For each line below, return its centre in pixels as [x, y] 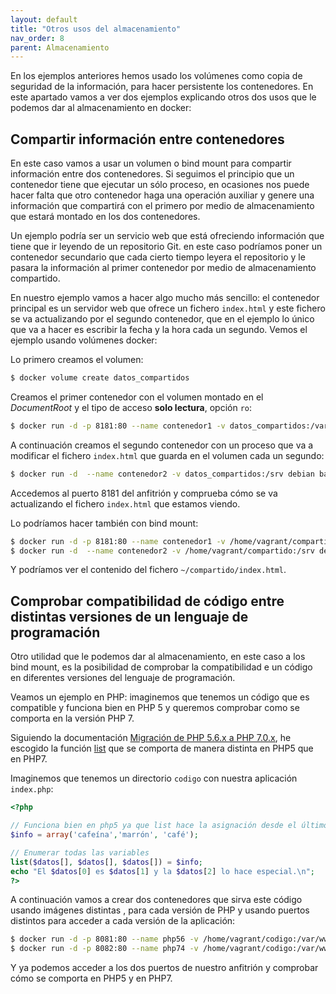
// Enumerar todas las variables [80, 852]
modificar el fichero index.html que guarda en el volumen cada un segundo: [167, 455]
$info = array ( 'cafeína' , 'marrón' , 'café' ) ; [104, 835]
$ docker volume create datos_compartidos [100, 378]
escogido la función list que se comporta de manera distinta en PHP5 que [162, 748]
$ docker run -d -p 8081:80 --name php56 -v [104, 939]
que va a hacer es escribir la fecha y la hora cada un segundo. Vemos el [159, 330]
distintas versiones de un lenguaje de [129, 616]
